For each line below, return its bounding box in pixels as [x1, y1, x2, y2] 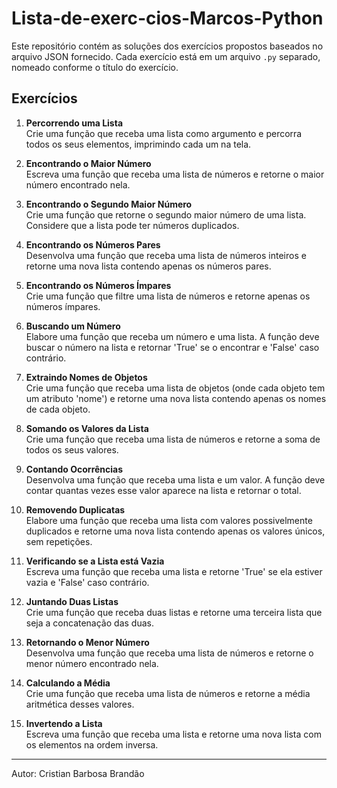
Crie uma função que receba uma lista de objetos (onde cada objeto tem [25, 382, 326, 394]
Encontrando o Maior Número [25, 157, 152, 169]
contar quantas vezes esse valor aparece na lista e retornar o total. [25, 484, 302, 496]
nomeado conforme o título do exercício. [11, 61, 179, 73]
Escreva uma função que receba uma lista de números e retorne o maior [25, 168, 325, 180]
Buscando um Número [25, 320, 121, 332]
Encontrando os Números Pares [25, 238, 161, 251]
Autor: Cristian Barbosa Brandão [11, 767, 145, 779]
